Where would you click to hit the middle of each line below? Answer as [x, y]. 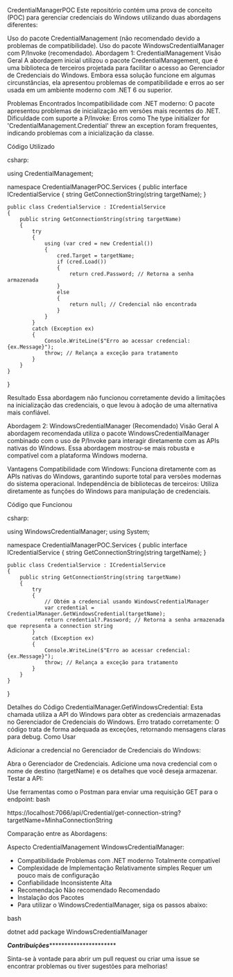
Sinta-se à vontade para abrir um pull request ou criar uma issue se [103, 959]
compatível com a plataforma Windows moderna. [77, 455]
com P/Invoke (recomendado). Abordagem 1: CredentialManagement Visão [114, 53]
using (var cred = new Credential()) [99, 243]
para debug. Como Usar [42, 737]
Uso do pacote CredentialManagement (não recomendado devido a [104, 38]
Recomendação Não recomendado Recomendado [89, 890]
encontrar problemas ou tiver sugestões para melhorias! [87, 966]
